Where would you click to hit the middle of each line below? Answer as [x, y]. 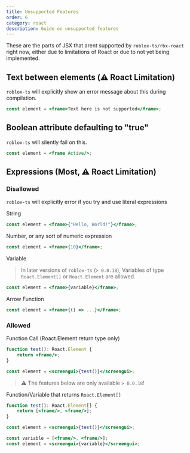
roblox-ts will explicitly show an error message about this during [86, 92]
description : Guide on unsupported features [62, 28]
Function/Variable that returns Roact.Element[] [64, 394]
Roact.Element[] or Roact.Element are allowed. [78, 277]
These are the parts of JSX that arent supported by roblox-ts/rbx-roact [95, 46]
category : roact [26, 23]
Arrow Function [25, 299]
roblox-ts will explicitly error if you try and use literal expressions [87, 202]
